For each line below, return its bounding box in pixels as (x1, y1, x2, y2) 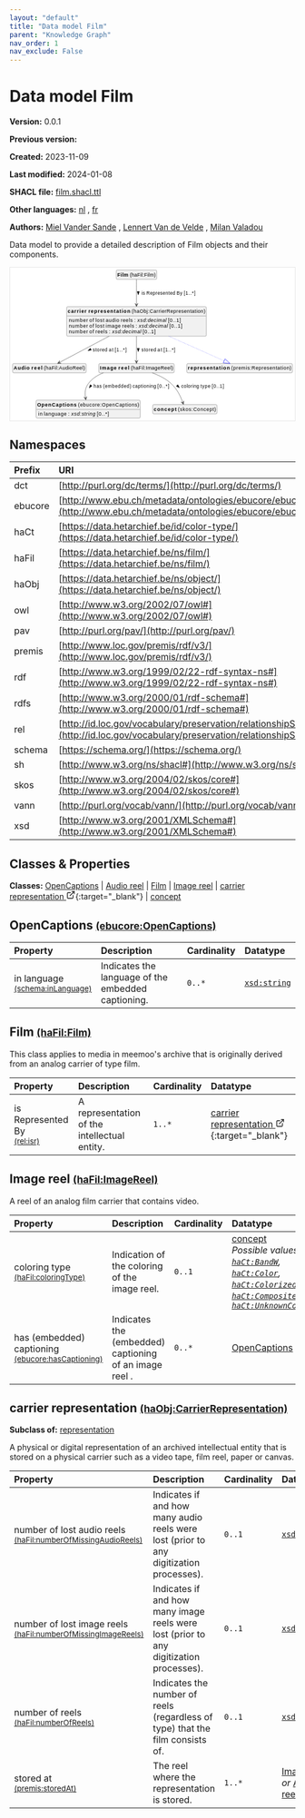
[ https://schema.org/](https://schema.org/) (58, 743, 242, 756)
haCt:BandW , (231, 1254, 281, 1267)
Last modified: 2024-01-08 (9, 169, 113, 180)
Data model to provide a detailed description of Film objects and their (9, 240, 269, 251)
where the (152, 1771, 196, 1784)
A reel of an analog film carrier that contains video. (9, 1195, 200, 1206)
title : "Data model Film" (9, 22, 107, 31)
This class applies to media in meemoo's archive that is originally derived (9, 1048, 283, 1059)
